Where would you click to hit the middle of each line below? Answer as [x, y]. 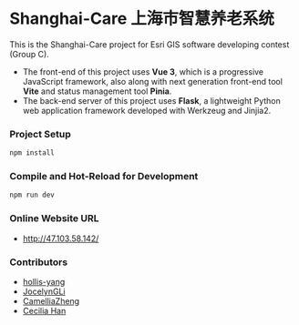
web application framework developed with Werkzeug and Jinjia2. [147, 110]
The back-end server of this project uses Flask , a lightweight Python [151, 100]
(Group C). [30, 54]
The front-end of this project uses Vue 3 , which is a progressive [143, 71]
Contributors [39, 262]
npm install [32, 153]
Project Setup [40, 134]
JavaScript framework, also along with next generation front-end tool [152, 81]
